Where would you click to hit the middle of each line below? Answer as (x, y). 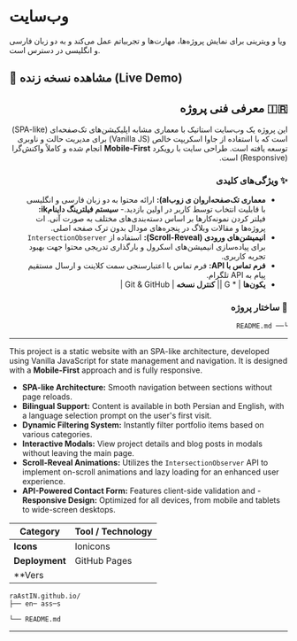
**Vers (29, 575)
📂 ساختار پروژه (259, 307)
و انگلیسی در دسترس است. (55, 50)
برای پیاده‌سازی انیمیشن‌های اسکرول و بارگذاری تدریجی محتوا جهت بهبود (147, 247)
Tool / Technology (114, 531)
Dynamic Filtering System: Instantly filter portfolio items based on (143, 425)
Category (39, 531)
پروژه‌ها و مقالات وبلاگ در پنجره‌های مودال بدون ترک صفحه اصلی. (158, 228)
